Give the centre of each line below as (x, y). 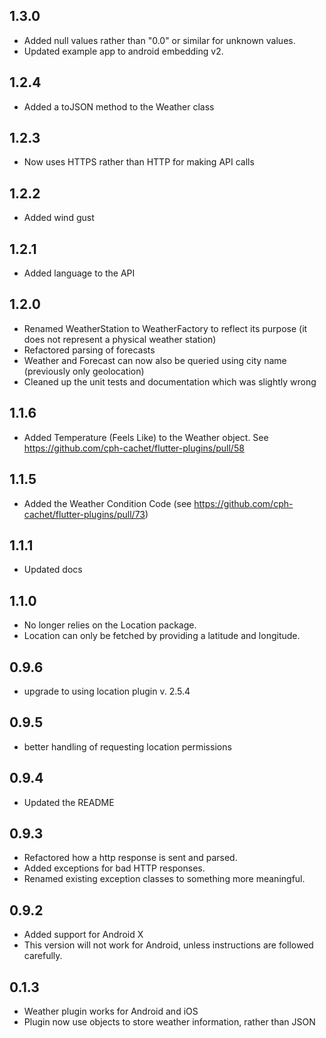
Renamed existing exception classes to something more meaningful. (164, 879)
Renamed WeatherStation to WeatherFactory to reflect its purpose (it (165, 328)
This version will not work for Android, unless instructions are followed (168, 945)
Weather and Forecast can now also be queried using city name (155, 360)
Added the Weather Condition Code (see (107, 503)
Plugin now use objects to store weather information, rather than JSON (169, 1022)
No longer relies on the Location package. (110, 625)
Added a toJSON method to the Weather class (119, 106)
